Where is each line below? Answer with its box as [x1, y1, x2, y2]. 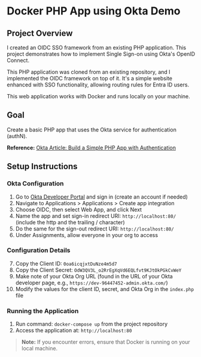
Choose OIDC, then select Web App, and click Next [15, 206, 142, 213]
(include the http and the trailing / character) [15, 218, 125, 226]
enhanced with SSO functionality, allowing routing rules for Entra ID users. [7, 81, 190, 88]
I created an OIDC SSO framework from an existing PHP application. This [7, 44, 187, 51]
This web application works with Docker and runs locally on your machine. [7, 93, 190, 100]
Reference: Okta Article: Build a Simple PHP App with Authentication [7, 144, 176, 151]
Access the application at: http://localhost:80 [15, 327, 132, 334]
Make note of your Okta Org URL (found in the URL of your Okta [15, 272, 173, 280]
